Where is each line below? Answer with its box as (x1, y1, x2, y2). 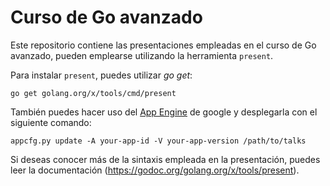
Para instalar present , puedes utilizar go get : (10, 69, 193, 81)
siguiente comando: (10, 116, 92, 128)
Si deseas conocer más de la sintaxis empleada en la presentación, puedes (10, 153, 321, 165)
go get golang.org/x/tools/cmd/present (10, 88, 177, 98)
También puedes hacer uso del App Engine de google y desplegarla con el (10, 106, 318, 118)
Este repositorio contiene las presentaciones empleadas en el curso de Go (10, 39, 317, 51)
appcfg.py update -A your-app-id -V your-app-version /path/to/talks (10, 136, 307, 146)
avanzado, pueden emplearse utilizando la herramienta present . (10, 49, 274, 61)
